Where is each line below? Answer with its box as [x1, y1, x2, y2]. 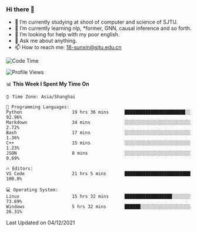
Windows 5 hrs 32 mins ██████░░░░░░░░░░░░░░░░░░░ [6, 204, 191, 210]
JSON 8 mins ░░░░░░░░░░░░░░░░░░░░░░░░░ [6, 151, 191, 156]
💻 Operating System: [6, 187, 59, 193]
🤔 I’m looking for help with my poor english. [14, 31, 120, 38]
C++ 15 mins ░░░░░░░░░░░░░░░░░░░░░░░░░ [6, 140, 191, 146]
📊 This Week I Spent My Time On [6, 80, 89, 87]
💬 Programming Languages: [6, 104, 69, 110]
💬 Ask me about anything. [14, 37, 78, 45]
